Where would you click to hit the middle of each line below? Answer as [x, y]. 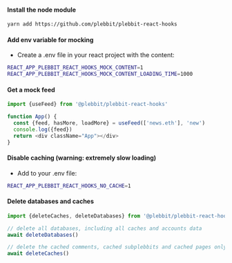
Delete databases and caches [51, 201]
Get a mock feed [31, 90]
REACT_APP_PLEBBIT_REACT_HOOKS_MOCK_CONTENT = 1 [75, 68]
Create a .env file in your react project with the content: [96, 55]
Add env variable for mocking [50, 40]
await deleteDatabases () [43, 235]
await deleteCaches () [38, 254]
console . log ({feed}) [43, 129]
